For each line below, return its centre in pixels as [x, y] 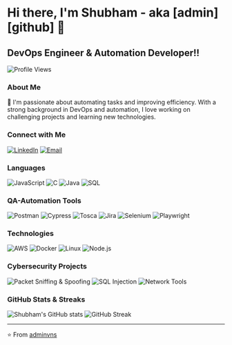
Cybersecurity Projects [47, 266]
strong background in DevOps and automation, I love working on [99, 110]
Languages [27, 168]
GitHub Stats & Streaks [46, 299]
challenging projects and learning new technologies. [82, 117]
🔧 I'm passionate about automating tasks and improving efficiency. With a [112, 102]
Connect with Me [37, 135]
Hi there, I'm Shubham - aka [89, 13]
